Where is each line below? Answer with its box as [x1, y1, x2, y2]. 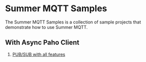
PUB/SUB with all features [12, 51, 66, 57]
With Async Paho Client [5, 39, 80, 47]
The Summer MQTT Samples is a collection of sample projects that [5, 19, 142, 25]
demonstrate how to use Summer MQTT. [5, 24, 88, 30]
